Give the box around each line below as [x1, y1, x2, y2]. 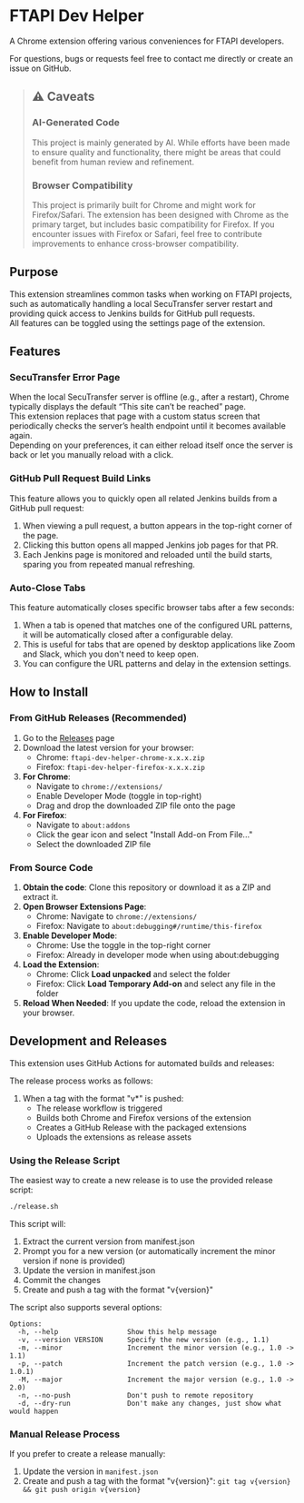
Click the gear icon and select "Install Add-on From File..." [35, 828, 253, 840]
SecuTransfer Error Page [9, 371, 121, 384]
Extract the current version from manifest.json [22, 1236, 195, 1247]
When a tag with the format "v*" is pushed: [22, 1093, 184, 1103]
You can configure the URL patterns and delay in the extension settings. [22, 658, 292, 669]
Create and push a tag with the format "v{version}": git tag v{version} [22, 1476, 291, 1487]
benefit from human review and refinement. [31, 156, 195, 167]
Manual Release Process [9, 1428, 121, 1440]
